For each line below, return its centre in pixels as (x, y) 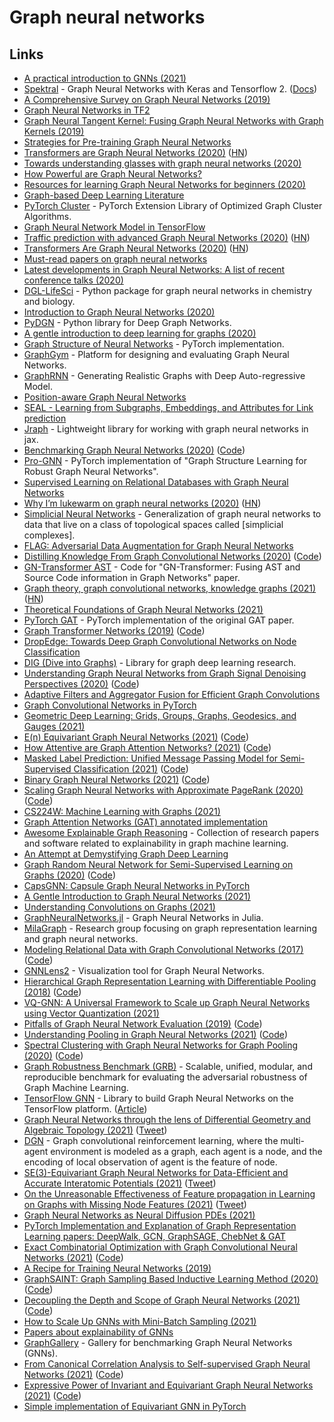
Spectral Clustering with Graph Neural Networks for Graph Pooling (161, 1045)
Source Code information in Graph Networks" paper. (132, 577)
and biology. (49, 301)
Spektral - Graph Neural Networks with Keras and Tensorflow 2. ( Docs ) (170, 89)
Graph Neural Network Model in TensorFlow (114, 227)
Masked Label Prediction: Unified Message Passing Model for (151, 758)
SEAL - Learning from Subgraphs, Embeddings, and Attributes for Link (168, 407)
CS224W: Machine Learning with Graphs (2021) (122, 811)
